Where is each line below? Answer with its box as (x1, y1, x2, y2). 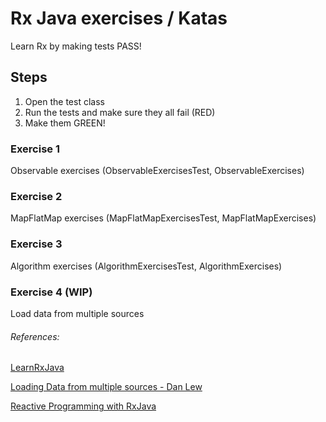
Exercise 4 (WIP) (10, 285, 93, 299)
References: (10, 330, 60, 342)
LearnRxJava (10, 362, 65, 374)
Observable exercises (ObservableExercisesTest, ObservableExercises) (10, 165, 305, 177)
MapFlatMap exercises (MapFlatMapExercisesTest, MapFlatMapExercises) (10, 212, 317, 224)
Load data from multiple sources (10, 307, 145, 319)
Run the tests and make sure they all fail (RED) (24, 106, 216, 118)
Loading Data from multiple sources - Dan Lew (10, 381, 203, 393)
